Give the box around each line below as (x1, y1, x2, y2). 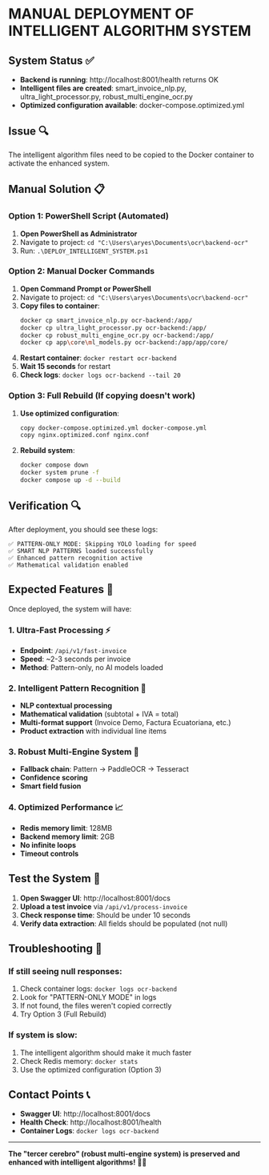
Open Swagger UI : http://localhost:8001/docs (19, 893, 171, 903)
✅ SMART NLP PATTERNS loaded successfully (8, 547, 154, 555)
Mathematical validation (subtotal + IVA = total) (19, 709, 179, 719)
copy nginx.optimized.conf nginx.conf (19, 431, 150, 439)
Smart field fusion (19, 781, 82, 791)
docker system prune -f (19, 469, 100, 477)
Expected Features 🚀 (8, 583, 114, 596)
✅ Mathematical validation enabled (8, 561, 129, 569)
